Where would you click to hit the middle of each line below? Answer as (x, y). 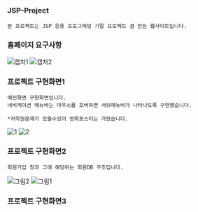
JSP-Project (28, 10)
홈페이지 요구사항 (35, 45)
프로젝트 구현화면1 (36, 81)
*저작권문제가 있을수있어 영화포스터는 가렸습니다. (68, 119)
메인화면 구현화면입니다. (37, 98)
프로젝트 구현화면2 (37, 151)
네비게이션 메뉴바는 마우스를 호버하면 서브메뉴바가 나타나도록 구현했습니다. (100, 105)
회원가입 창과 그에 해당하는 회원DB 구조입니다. (65, 168)
